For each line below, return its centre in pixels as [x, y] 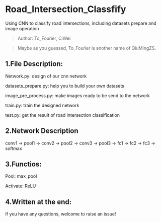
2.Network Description [42, 131]
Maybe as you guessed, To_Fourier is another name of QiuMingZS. [87, 48]
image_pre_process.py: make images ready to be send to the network [77, 95]
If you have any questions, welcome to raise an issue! [61, 214]
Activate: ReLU [21, 186]
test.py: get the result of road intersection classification [62, 115]
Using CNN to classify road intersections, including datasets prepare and [81, 23]
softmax [14, 148]
